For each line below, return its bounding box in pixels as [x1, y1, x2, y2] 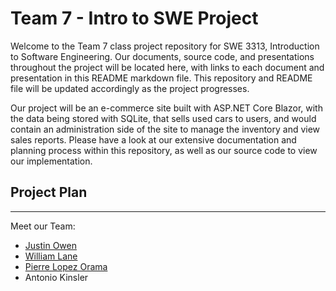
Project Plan [10, 184, 88, 201]
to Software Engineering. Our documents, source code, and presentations [10, 50, 315, 62]
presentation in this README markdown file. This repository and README [10, 72, 313, 84]
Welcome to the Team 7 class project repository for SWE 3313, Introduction [10, 40, 320, 52]
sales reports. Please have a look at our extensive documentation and [10, 133, 297, 146]
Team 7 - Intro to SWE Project [10, 7, 259, 30]
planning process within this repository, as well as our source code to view [10, 144, 318, 156]
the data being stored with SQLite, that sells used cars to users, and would [10, 112, 317, 124]
